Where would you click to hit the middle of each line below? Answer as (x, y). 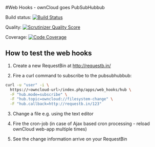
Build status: (18, 17)
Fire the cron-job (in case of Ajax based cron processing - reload (81, 124)
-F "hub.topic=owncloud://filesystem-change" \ (62, 99)
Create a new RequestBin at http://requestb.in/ (62, 66)
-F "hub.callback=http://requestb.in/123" (56, 104)
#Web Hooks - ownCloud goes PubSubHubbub (55, 7)
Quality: (14, 27)
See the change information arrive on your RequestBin (70, 139)
